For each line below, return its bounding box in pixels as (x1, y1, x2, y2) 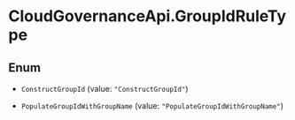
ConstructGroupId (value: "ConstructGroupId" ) (20, 84, 189, 94)
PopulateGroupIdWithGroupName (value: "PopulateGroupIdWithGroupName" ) (20, 101, 284, 111)
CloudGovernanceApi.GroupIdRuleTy (8, 6, 287, 26)
